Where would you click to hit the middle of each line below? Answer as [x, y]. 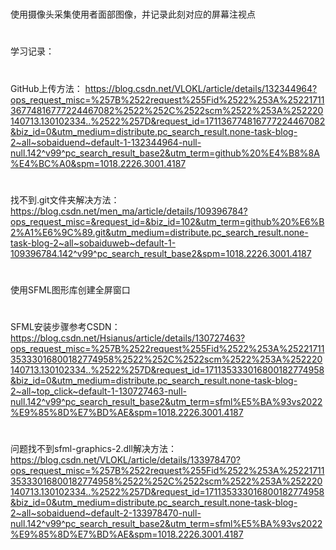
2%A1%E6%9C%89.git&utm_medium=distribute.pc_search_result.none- [159, 232]
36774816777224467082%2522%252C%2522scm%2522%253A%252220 [167, 110]
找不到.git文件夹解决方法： [65, 199]
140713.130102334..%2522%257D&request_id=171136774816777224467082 [168, 121]
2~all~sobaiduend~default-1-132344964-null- [106, 142]
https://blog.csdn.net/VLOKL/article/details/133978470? [125, 460]
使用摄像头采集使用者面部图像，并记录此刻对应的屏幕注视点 [133, 14]
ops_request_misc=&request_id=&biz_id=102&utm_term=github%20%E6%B [167, 221]
